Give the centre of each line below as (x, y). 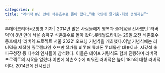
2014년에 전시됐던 (33, 65)
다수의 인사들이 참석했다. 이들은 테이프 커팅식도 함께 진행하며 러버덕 (92, 53)
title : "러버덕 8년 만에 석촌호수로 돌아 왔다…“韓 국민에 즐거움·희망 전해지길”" (77, 14)
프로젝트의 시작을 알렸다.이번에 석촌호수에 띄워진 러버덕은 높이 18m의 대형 (76, 59)
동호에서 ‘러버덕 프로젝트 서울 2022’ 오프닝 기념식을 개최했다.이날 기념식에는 (79, 41)
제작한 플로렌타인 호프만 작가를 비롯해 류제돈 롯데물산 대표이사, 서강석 (85, 47)
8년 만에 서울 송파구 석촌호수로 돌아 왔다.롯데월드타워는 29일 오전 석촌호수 (87, 35)
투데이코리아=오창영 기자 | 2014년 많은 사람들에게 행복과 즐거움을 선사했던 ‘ (78, 29)
